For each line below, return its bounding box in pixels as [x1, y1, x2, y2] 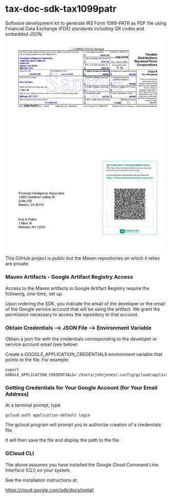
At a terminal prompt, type [5, 402, 60, 408]
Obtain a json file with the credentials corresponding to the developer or [5, 336, 157, 342]
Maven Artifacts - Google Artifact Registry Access [5, 274, 133, 281]
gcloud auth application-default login [5, 413, 91, 418]
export [5, 367, 19, 372]
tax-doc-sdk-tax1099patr [5, 3, 117, 15]
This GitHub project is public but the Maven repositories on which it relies [5, 255, 160, 261]
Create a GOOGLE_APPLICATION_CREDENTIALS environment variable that [5, 351, 163, 357]
